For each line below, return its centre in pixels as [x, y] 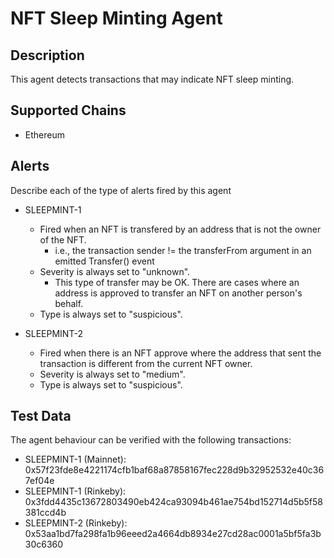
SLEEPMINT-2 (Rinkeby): [76, 523]
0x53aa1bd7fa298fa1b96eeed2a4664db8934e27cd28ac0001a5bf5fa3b [173, 534]
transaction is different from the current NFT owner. [146, 363]
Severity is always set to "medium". [112, 374]
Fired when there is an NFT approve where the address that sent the [180, 353]
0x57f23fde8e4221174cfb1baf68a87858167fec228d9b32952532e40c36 [174, 470]
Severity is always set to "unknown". [115, 271]
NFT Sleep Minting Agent [116, 18]
